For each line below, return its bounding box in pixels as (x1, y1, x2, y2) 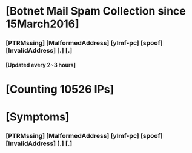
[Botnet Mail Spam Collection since (5, 4, 186, 18)
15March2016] (5, 17, 79, 31)
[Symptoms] (5, 110, 70, 124)
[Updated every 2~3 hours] (5, 61, 76, 68)
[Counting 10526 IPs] (5, 82, 114, 96)
